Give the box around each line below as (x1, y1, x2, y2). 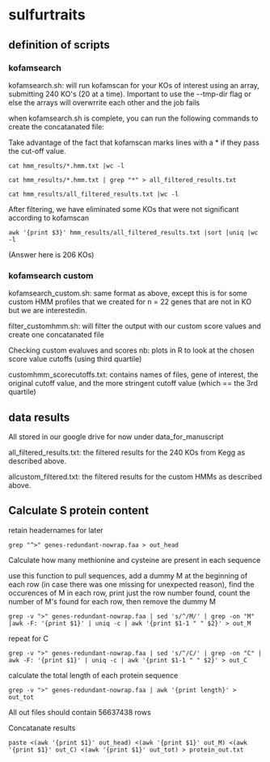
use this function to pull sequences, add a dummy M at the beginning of (8, 570, 248, 580)
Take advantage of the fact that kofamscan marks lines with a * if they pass (8, 138, 260, 147)
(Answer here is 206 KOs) (8, 249, 95, 260)
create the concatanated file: (8, 121, 105, 131)
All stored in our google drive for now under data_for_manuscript (8, 431, 224, 442)
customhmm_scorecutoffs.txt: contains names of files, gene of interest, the (8, 370, 259, 379)
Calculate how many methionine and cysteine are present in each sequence (8, 555, 261, 565)
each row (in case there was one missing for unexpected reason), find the (8, 579, 255, 589)
